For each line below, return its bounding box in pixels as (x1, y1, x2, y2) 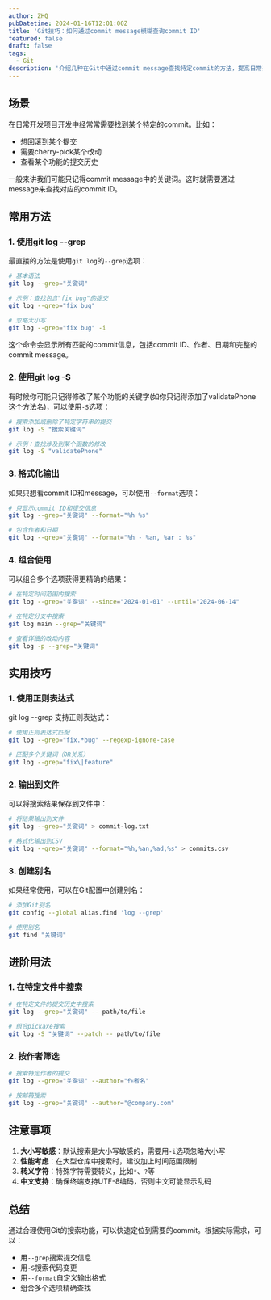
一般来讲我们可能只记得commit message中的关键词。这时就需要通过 (8, 174, 236, 183)
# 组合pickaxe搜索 (8, 1022, 65, 1030)
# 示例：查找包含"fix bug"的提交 (8, 294, 109, 302)
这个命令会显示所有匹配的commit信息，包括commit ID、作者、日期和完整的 (8, 339, 258, 349)
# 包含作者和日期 (8, 526, 58, 534)
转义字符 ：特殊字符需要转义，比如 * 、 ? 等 (19, 1167, 156, 1176)
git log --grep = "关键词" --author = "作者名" (8, 1076, 150, 1085)
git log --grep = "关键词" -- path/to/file (8, 1008, 146, 1016)
